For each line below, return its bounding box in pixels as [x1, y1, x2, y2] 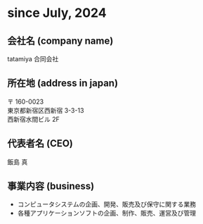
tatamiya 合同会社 [7, 55, 59, 63]
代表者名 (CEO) [7, 137, 74, 149]
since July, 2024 [7, 5, 107, 21]
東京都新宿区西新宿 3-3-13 [7, 106, 84, 114]
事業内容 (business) [7, 180, 95, 192]
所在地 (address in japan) [7, 77, 118, 89]
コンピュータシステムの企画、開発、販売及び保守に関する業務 [17, 200, 197, 209]
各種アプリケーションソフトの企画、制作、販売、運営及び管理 [17, 209, 197, 218]
